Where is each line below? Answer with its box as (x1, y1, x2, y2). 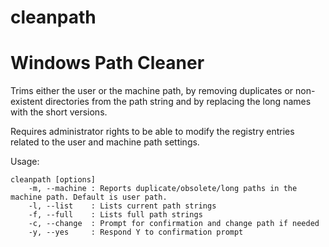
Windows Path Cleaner (10, 52, 205, 75)
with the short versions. (10, 106, 108, 118)
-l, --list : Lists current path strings (28, 201, 217, 211)
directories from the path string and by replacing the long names (44, 96, 312, 108)
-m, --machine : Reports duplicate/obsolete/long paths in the (28, 184, 298, 194)
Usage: (10, 156, 40, 168)
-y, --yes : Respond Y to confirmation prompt (28, 227, 244, 238)
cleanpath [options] (10, 175, 97, 185)
